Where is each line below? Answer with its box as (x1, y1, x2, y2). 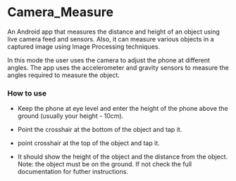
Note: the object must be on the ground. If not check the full (17, 160, 192, 168)
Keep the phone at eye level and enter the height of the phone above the (17, 105, 228, 113)
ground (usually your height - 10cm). (17, 112, 124, 120)
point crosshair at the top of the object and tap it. (17, 139, 160, 147)
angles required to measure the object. (7, 71, 120, 79)
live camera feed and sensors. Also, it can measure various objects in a (7, 34, 214, 43)
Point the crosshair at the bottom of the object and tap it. (17, 126, 182, 134)
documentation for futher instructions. (17, 168, 129, 176)
